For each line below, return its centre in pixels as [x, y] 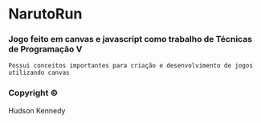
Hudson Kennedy [37, 110]
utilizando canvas [39, 73]
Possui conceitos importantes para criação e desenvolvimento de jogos [130, 66]
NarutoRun [45, 14]
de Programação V [45, 49]
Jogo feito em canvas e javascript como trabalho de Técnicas [130, 39]
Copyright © [33, 93]
